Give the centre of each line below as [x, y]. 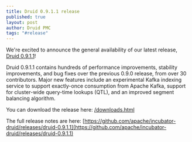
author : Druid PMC [28, 28]
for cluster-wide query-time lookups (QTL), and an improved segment [90, 92]
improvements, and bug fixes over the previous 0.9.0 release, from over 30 [96, 74]
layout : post [22, 22]
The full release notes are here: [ [45, 121]
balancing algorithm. [31, 98]
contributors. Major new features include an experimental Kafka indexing [94, 80]
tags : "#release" [27, 33]
